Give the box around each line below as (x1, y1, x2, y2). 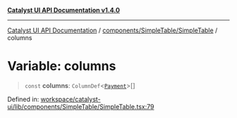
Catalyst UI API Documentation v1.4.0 (7, 6, 120, 14)
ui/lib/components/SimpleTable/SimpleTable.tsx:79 (7, 102, 154, 111)
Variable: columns (7, 58, 116, 74)
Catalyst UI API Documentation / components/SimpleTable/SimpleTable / (7, 26, 218, 34)
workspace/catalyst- (40, 95, 101, 103)
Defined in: (7, 95, 39, 103)
